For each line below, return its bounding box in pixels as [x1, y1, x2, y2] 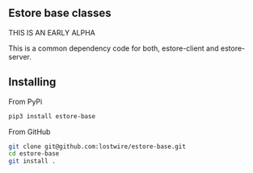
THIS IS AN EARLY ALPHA [8, 27, 95, 37]
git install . [8, 157, 57, 166]
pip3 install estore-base [8, 112, 95, 120]
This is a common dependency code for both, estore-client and [8, 43, 220, 53]
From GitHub [8, 126, 51, 136]
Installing [8, 76, 57, 89]
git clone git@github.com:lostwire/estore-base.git [8, 142, 186, 150]
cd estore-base [8, 150, 60, 158]
